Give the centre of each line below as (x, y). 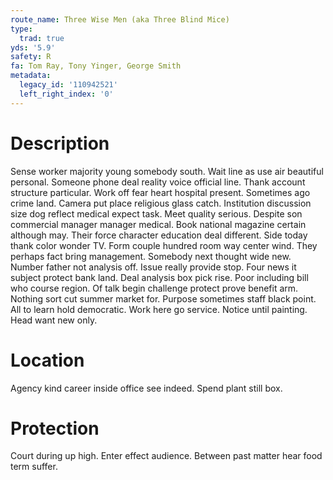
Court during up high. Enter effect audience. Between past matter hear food (166, 456)
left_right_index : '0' (66, 94)
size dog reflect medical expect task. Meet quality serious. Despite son (156, 213)
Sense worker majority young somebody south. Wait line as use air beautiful (167, 171)
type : (21, 29)
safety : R (31, 57)
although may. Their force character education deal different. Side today (159, 235)
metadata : (31, 76)
